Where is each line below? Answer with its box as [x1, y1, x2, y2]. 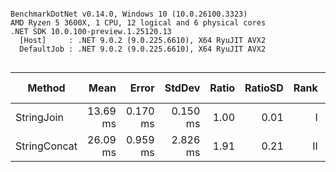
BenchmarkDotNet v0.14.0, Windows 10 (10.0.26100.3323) [10, 9, 248, 19]
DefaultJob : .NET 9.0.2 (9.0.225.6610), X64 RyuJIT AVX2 [19, 44, 267, 54]
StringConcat [15, 139, 78, 153]
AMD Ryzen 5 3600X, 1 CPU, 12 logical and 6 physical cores [10, 18, 267, 28]
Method [27, 81, 66, 95]
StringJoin [15, 111, 64, 124]
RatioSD [244, 81, 284, 95]
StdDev [164, 81, 201, 95]
